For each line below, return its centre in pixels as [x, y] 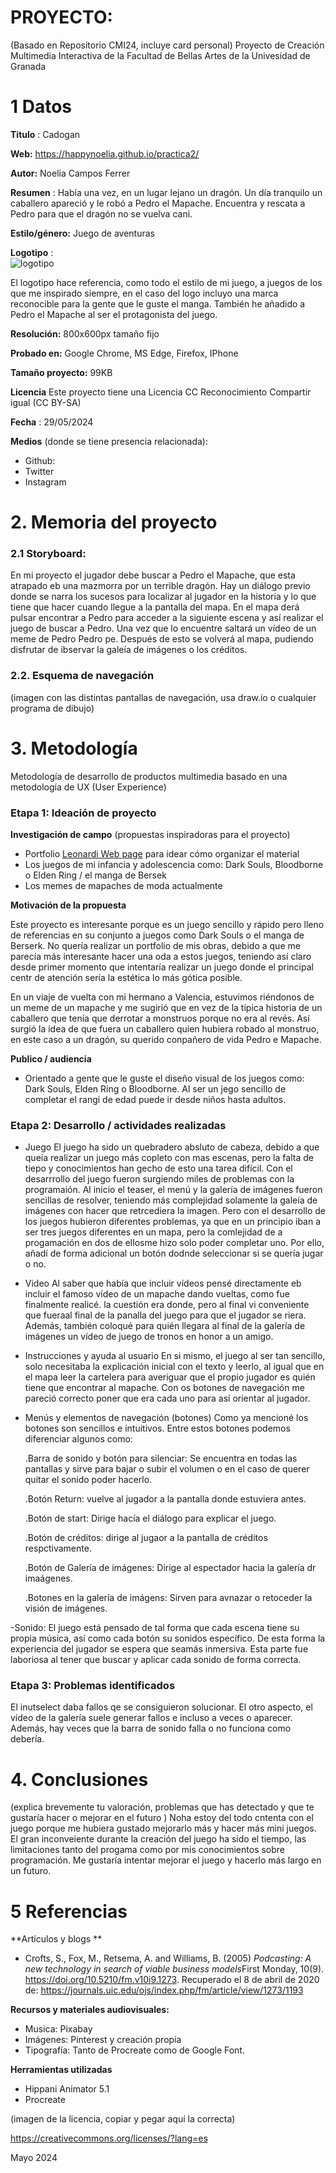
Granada [28, 66]
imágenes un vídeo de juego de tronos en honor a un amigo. [149, 1337]
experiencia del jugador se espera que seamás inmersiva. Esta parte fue [159, 1649]
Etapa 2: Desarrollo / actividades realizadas [118, 1125]
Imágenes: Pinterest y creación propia [103, 2040]
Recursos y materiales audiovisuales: [90, 2010]
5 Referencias [69, 1911]
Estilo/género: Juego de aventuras [82, 233]
